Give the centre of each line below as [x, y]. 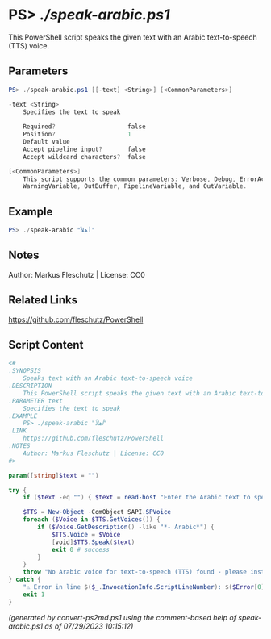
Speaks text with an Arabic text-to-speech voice [108, 378]
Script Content [46, 345]
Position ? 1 [77, 135]
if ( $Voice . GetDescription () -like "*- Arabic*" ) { [126, 527]
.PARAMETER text [35, 401]
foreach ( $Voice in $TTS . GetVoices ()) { [92, 520]
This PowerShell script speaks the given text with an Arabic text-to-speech [133, 37]
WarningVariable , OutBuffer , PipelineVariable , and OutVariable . [135, 186]
